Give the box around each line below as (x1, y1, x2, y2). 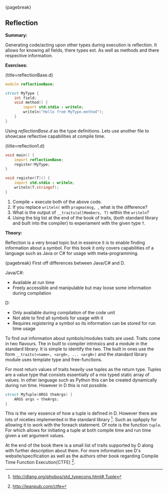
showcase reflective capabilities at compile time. (5, 133, 105, 139)
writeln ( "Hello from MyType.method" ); (23, 109, 104, 114)
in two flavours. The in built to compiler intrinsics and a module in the (5, 340, 147, 346)
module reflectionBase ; (5, 81, 55, 87)
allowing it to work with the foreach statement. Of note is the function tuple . (5, 422, 161, 428)
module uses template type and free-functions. (5, 356, 102, 362)
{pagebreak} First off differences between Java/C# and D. (5, 260, 125, 266)
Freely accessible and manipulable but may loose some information (12, 285, 151, 291)
